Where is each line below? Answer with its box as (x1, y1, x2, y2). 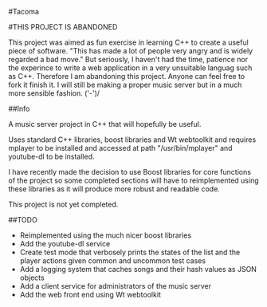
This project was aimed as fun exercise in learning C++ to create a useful (8, 37, 249, 47)
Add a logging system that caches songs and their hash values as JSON (19, 265, 257, 274)
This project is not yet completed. (8, 199, 119, 209)
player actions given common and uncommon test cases (19, 256, 206, 266)
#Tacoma (8, 7, 40, 16)
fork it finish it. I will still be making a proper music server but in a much (8, 80, 242, 89)
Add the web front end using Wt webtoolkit (19, 290, 162, 299)
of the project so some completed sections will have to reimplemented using (8, 175, 259, 185)
